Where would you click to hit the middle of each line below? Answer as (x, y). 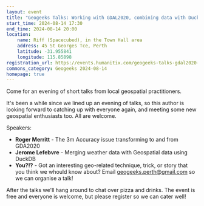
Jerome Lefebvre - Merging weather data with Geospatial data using (101, 153)
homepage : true (25, 74)
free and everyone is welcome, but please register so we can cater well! (96, 197)
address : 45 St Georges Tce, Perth (62, 46)
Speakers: (19, 128)
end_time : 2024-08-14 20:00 (42, 29)
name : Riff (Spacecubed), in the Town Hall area (80, 40)
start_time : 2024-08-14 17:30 (45, 23)
